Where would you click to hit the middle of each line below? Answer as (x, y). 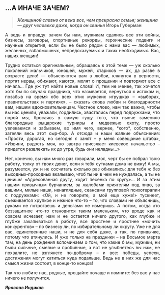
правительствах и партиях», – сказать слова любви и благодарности (82, 102)
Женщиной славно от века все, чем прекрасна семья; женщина (87, 20)
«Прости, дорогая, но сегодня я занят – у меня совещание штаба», (82, 138)
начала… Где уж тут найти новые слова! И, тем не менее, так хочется (82, 86)
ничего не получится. (28, 278)
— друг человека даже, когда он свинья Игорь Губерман (79, 25)
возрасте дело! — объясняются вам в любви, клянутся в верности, (82, 75)
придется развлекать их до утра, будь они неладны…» (63, 149)
